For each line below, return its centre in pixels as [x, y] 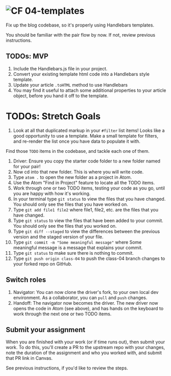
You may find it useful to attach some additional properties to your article [90, 90]
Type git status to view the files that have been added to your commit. [88, 220]
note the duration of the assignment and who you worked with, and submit [84, 353]
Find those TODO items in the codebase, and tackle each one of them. [78, 151]
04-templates [54, 11]
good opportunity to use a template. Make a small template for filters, [85, 136]
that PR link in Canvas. [29, 358]
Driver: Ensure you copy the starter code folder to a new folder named [87, 161]
